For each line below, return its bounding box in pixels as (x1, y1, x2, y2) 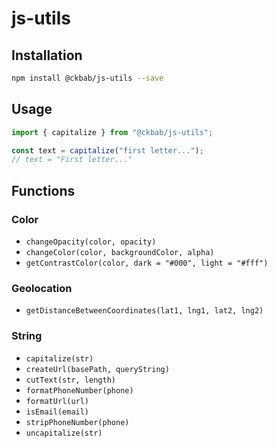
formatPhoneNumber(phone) (25, 385, 134, 396)
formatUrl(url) (25, 396, 90, 406)
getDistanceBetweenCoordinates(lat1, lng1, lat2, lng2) (25, 306, 264, 316)
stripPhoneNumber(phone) (25, 417, 130, 427)
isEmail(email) (25, 407, 90, 417)
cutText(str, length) (25, 375, 116, 385)
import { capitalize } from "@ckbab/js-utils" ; (11, 127, 214, 137)
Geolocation (11, 281, 73, 295)
